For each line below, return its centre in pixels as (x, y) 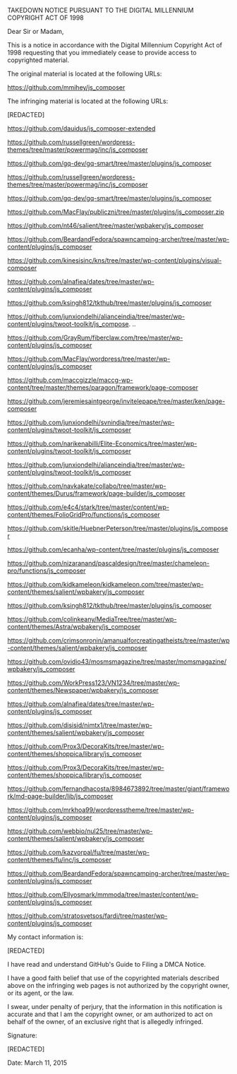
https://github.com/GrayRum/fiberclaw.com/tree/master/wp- (95, 338)
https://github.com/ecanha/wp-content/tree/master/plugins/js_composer (113, 549)
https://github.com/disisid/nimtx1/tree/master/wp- (80, 725)
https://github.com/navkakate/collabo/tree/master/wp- (87, 486)
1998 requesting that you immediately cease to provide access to (102, 53)
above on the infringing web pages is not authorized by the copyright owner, (119, 985)
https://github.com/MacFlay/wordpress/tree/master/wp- (89, 359)
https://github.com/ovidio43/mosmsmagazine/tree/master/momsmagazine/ (117, 662)
